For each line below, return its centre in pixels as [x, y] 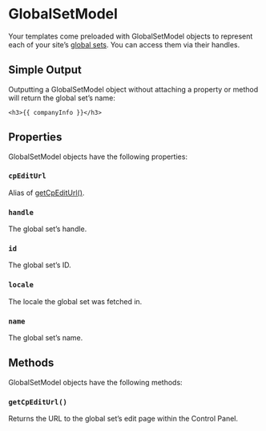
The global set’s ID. [40, 265]
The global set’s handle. [48, 229]
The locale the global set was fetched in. [75, 301]
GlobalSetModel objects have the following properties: [98, 157]
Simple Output [45, 70]
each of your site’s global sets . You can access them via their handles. [124, 44]
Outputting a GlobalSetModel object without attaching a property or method [133, 89]
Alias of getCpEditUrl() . [46, 193]
